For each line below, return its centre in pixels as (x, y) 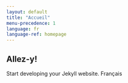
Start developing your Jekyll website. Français (64, 73)
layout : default (27, 12)
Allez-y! (22, 59)
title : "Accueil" (28, 18)
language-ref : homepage (37, 35)
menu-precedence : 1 (31, 23)
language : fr (23, 29)
